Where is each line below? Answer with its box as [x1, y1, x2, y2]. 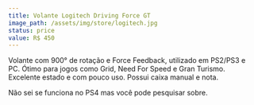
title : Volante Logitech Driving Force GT [8, 11, 151, 20]
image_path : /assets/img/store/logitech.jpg [8, 19, 158, 27]
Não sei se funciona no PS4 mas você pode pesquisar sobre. [8, 88, 208, 98]
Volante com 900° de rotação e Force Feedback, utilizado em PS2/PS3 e [8, 56, 246, 65]
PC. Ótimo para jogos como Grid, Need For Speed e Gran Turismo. [8, 64, 226, 74]
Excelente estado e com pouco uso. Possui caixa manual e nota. [8, 72, 219, 82]
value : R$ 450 [8, 33, 56, 42]
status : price [8, 26, 56, 34]
